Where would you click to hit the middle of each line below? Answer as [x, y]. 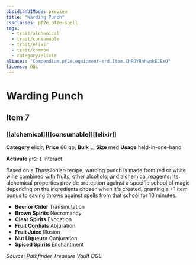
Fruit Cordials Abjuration [45, 226]
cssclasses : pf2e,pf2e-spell [42, 22]
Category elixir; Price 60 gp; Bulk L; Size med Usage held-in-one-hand [94, 147]
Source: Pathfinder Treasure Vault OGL [54, 256]
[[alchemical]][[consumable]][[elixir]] [61, 134]
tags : [13, 28]
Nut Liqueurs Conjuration [46, 238]
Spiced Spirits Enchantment [49, 245]
